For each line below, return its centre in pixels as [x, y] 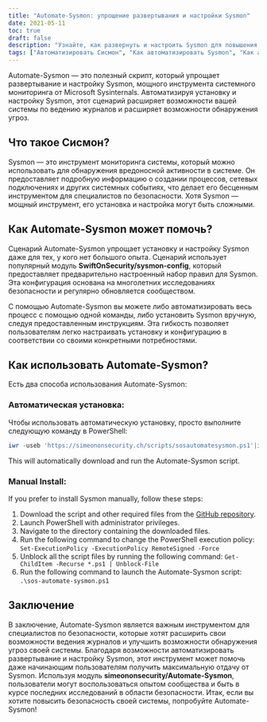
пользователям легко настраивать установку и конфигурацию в [118, 332]
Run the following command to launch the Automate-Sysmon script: [131, 571]
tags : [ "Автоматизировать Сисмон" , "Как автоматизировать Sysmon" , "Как [131, 53]
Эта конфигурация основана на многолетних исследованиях [112, 282]
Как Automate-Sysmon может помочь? [110, 229]
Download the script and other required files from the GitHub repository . [138, 514]
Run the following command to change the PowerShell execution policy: [137, 540]
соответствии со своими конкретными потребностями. [103, 340]
